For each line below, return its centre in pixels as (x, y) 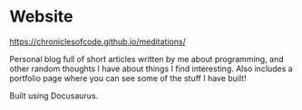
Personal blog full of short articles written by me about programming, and (146, 59)
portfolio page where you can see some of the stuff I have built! (128, 78)
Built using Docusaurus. (54, 96)
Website (41, 17)
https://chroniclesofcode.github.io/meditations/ (97, 41)
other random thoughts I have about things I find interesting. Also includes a (151, 69)
